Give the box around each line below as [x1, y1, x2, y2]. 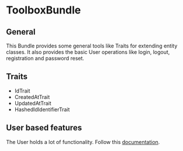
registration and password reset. [6, 55, 85, 61]
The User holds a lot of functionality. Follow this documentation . [6, 138, 160, 145]
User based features [6, 123, 82, 133]
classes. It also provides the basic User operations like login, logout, [6, 49, 170, 56]
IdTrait [14, 87, 30, 94]
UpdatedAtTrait [14, 99, 51, 107]
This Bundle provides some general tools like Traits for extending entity [6, 42, 178, 49]
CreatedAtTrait [14, 93, 50, 100]
